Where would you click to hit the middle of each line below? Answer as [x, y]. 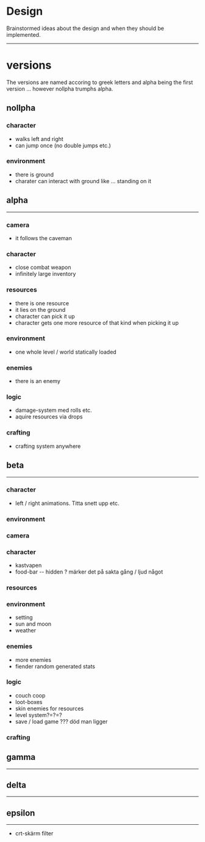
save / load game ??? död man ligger [61, 721]
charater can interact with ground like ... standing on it [83, 181]
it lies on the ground [40, 309]
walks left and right [39, 138]
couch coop [30, 695]
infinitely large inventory [45, 274]
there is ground [34, 174]
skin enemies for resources [49, 708]
